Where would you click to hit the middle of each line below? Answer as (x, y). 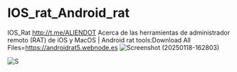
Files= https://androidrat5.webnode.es (63, 47)
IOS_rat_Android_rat (69, 13)
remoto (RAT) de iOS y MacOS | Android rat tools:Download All (99, 40)
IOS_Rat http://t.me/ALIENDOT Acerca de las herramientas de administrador (118, 32)
